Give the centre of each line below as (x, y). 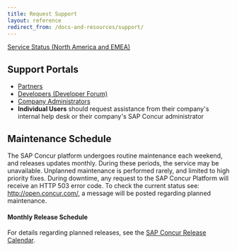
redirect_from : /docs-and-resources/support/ (75, 27)
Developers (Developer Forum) (63, 94)
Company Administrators (54, 101)
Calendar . (21, 240)
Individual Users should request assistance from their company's (113, 109)
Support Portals (43, 69)
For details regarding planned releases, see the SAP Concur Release (107, 233)
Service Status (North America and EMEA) (69, 47)
